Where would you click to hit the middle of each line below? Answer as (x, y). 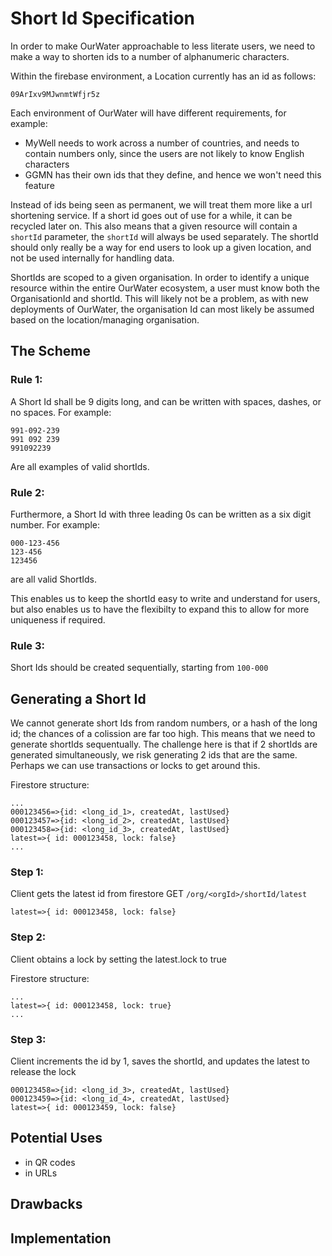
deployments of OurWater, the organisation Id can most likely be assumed (162, 309)
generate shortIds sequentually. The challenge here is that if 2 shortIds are (164, 744)
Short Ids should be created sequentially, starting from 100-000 (139, 668)
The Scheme (50, 351)
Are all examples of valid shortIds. (80, 466)
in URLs (41, 1173)
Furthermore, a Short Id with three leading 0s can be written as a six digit (161, 514)
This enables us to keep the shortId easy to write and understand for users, (165, 598)
